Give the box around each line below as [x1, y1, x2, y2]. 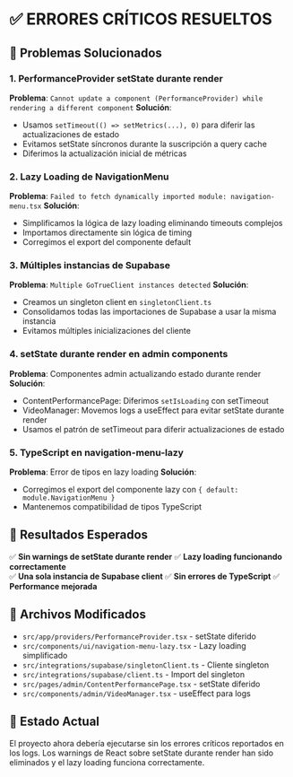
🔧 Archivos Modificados [9, 607, 146, 623]
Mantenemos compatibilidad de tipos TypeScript [22, 502, 203, 512]
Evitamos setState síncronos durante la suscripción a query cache [22, 138, 267, 149]
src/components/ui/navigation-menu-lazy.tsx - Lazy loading [22, 640, 246, 650]
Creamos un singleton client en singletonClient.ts [22, 297, 212, 308]
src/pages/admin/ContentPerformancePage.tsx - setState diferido [22, 678, 261, 689]
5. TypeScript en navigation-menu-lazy [9, 446, 184, 458]
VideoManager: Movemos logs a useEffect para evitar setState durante [22, 405, 285, 415]
